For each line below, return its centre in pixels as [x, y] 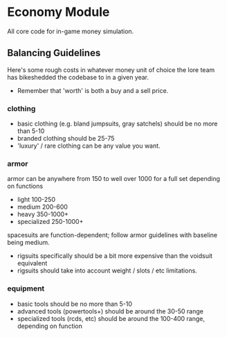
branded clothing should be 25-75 [66, 139]
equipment [26, 288]
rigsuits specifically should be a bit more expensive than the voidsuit [115, 256]
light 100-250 [36, 200]
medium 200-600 [42, 207]
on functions [25, 186]
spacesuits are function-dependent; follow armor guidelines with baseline [112, 235]
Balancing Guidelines [54, 53]
